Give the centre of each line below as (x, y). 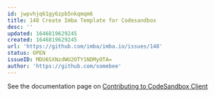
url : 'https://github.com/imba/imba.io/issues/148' (85, 46)
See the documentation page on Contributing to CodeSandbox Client (108, 86)
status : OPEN (27, 53)
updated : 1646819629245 (42, 33)
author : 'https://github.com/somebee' (64, 66)
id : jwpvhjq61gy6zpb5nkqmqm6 (50, 14)
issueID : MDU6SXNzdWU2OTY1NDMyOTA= (60, 60)
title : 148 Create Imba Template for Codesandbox (82, 20)
